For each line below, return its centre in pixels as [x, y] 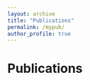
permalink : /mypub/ [36, 27]
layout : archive [31, 14]
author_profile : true [39, 34]
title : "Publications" [41, 21]
